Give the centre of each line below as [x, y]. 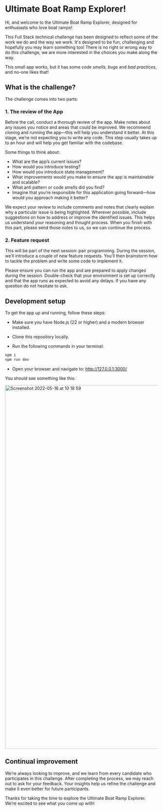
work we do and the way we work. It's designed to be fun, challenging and [80, 42]
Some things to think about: [33, 152]
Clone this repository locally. [41, 337]
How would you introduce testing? [46, 167]
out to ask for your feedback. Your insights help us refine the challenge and [80, 783]
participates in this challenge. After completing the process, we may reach [79, 778]
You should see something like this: [41, 378]
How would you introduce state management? [58, 172]
